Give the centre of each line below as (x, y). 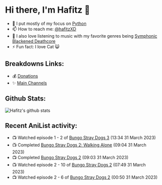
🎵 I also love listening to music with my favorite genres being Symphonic (85, 36)
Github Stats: (26, 99)
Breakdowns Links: (35, 64)
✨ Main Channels (29, 83)
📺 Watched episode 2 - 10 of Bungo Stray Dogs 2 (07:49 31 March (79, 165)
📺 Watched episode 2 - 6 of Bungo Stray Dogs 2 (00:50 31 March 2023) (85, 177)
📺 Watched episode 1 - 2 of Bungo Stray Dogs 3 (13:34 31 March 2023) (84, 138)
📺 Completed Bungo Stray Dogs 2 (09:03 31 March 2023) (70, 158)
